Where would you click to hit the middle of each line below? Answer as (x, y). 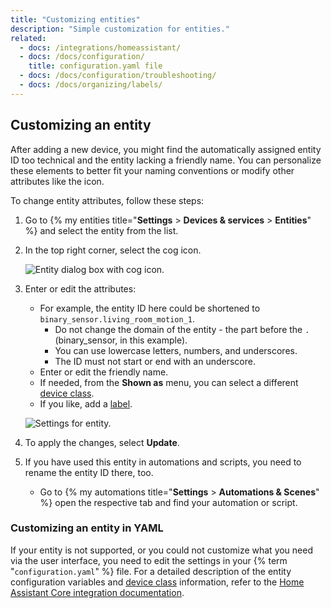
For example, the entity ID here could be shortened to (150, 308)
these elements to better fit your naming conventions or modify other (152, 170)
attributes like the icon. (57, 181)
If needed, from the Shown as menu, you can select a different (169, 382)
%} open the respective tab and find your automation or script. (168, 502)
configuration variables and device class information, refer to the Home (157, 582)
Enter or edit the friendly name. (104, 372)
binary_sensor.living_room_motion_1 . (117, 318)
